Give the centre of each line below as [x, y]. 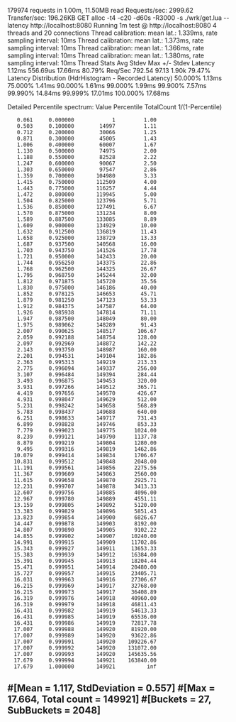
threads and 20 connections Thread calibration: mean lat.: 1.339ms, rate [113, 33]
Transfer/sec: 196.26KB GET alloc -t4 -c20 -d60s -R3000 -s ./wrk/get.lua [114, 18]
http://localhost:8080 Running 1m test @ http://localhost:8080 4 [124, 25]
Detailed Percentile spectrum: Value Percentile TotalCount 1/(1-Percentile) [115, 107]
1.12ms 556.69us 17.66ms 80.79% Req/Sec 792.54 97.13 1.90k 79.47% [109, 71]
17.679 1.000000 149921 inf [85, 667]
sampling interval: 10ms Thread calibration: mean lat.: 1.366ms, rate [106, 48]
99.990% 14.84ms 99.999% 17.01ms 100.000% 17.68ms [89, 93]
